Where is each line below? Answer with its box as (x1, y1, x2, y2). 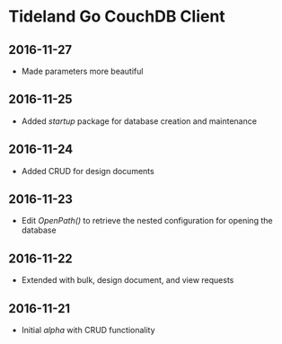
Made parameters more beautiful (21, 66, 144, 76)
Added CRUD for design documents (21, 165, 154, 176)
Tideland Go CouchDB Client (8, 6, 225, 27)
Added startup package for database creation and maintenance (21, 115, 258, 127)
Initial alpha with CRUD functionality (21, 325, 155, 336)
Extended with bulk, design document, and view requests (21, 275, 234, 286)
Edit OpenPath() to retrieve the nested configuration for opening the (21, 216, 273, 226)
